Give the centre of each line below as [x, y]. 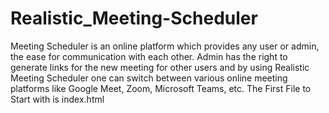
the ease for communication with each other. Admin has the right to [149, 56]
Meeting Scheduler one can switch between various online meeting [149, 78]
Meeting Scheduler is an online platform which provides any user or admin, [165, 46]
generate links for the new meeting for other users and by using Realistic [160, 67]
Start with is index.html [57, 99]
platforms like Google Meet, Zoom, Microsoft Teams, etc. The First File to [161, 88]
